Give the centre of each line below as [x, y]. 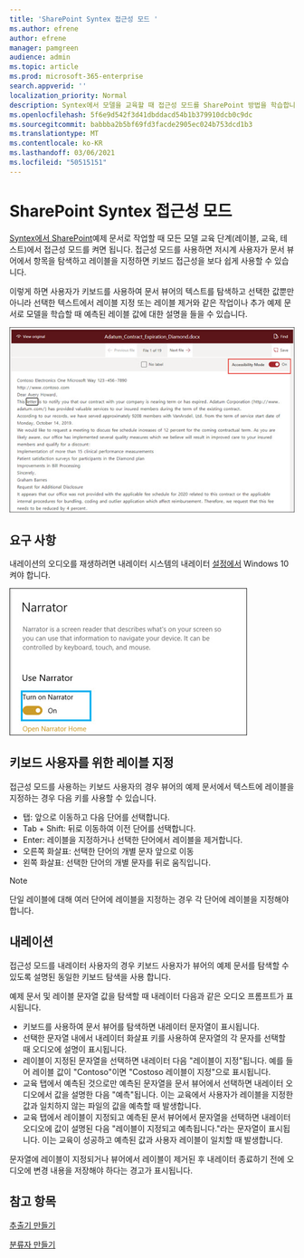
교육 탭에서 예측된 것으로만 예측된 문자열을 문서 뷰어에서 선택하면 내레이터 [153, 1083]
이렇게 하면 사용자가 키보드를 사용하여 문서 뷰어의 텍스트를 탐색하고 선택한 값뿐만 [152, 291]
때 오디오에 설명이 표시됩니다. [75, 1049]
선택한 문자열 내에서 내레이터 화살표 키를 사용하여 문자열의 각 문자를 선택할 [154, 1038]
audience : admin [40, 58]
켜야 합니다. [30, 575]
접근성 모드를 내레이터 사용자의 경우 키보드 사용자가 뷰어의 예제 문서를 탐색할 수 [149, 965]
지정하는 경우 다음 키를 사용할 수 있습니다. [83, 798]
